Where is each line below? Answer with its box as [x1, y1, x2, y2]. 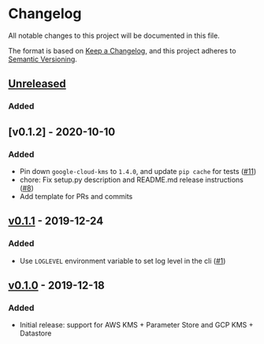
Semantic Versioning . [8, 54, 77, 64]
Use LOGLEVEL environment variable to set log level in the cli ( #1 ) [19, 256, 226, 265]
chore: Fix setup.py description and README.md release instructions [19, 175, 244, 184]
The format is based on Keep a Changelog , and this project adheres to [8, 46, 236, 55]
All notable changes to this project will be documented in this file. [8, 31, 221, 40]
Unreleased [8, 77, 67, 91]
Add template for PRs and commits [19, 191, 133, 201]
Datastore [19, 328, 52, 338]
